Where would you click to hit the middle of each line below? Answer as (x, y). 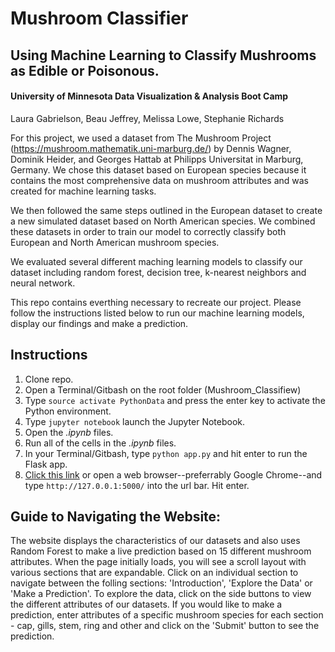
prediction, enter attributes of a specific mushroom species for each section (167, 615)
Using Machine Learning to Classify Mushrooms (163, 55)
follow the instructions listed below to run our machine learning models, (157, 313)
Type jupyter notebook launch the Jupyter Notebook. (135, 421)
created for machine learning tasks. (83, 191)
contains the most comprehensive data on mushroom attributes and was (159, 180)
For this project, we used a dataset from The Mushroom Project (141, 138)
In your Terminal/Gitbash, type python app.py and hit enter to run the (166, 453)
